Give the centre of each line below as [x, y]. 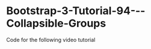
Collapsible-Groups [56, 23]
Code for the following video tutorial [51, 40]
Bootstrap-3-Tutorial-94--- [76, 11]
